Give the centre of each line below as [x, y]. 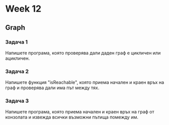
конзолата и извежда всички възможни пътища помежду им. [72, 117]
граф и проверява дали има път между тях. [52, 88]
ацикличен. [17, 58]
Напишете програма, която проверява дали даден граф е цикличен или [83, 53]
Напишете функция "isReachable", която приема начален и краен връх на [85, 82]
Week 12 [23, 9]
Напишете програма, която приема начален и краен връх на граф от [80, 112]
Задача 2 [17, 71]
